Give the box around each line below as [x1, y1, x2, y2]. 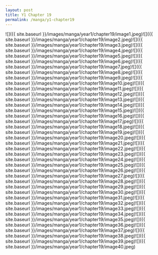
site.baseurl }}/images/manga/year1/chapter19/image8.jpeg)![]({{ [5, 69, 143, 75]
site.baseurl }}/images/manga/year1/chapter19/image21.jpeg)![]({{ [5, 140, 145, 146]
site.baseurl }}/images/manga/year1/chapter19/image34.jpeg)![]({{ [5, 211, 146, 217]
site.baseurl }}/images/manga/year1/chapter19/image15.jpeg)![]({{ [5, 107, 145, 113]
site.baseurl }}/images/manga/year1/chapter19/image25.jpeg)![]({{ [5, 162, 145, 168]
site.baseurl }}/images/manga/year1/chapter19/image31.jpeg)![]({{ [5, 194, 145, 201]
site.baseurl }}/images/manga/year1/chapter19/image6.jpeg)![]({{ [5, 58, 143, 65]
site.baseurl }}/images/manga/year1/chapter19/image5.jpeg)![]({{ [5, 53, 143, 59]
